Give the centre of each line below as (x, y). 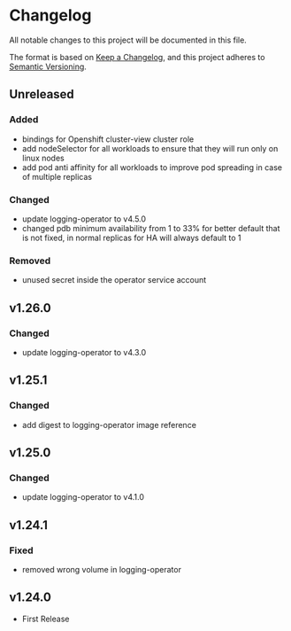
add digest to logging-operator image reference (109, 425)
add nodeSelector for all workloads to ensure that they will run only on (150, 148)
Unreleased (42, 94)
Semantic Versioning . (48, 66)
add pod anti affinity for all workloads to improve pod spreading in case (152, 167)
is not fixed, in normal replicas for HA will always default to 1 (131, 238)
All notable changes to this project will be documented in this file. (128, 40)
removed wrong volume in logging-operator (101, 569)
